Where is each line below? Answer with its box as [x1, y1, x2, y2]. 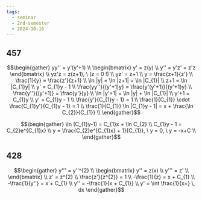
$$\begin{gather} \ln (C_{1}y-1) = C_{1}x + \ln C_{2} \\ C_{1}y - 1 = [21, 121, 182, 128]
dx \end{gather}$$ [78, 186, 125, 193]
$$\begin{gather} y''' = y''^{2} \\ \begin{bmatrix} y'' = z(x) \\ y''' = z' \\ [14, 166, 189, 174]
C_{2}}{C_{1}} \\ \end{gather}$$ [62, 109, 140, 116]
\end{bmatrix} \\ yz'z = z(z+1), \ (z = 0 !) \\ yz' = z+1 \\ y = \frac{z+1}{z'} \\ [10, 71, 193, 78]
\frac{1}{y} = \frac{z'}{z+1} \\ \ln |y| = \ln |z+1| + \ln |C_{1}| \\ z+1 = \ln [15, 77, 188, 84]
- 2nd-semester [11, 20, 50, 26]
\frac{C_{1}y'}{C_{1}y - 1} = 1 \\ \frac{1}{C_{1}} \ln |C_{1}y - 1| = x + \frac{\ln [8, 103, 194, 110]
